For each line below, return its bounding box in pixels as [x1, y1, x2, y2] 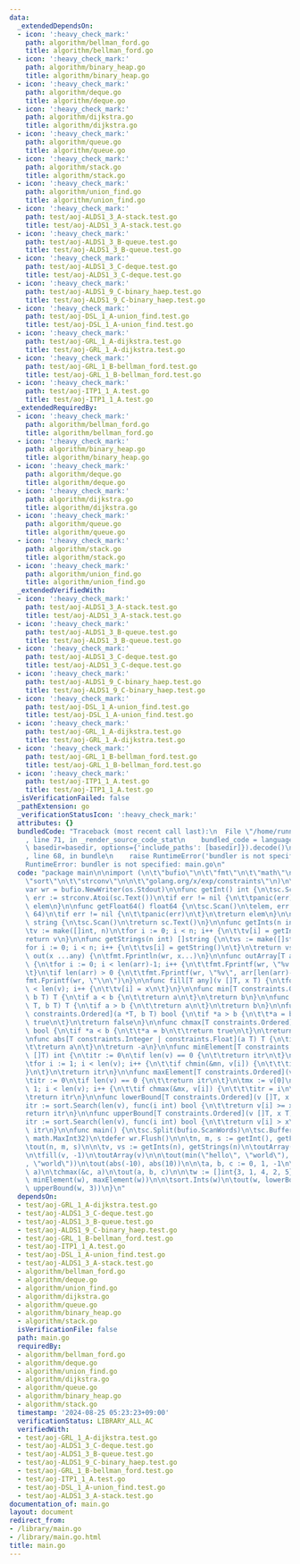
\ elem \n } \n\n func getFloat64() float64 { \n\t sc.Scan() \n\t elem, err [25, 901, 290, 911]
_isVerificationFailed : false [17, 794, 129, 803]
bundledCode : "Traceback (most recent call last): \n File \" [17, 827, 254, 836]
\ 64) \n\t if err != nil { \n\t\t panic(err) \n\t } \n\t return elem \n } [25, 910, 278, 919]
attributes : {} [17, 818, 74, 827]
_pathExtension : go [17, 802, 90, 811]
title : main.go [9, 1541, 66, 1550]
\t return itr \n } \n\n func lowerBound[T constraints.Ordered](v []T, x [25, 1092, 290, 1101]
